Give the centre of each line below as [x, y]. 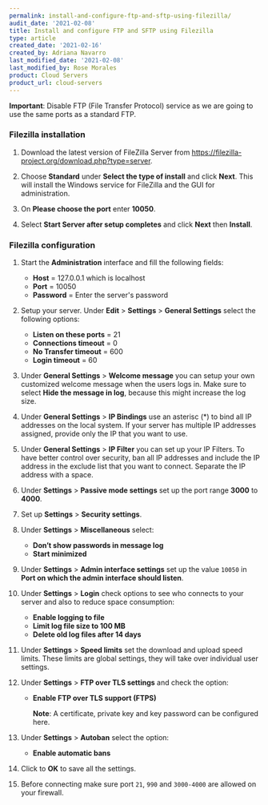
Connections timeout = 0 [75, 343]
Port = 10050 [54, 287]
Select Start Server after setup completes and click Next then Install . [136, 224]
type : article [33, 38]
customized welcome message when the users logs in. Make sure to [133, 384]
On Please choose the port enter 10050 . [88, 208]
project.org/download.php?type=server [86, 160]
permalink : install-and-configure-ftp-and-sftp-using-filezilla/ [120, 16]
